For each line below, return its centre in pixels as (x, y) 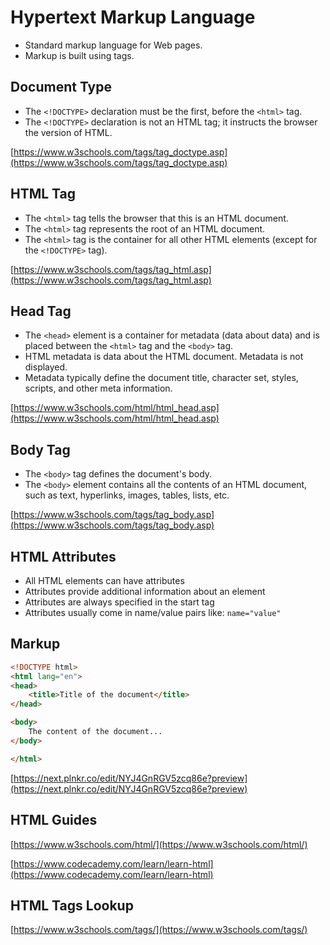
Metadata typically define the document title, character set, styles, (161, 378)
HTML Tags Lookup (72, 905)
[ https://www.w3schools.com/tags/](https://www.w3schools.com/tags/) (159, 930)
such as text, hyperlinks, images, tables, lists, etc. (127, 495)
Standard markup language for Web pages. (113, 45)
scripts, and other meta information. (98, 388)
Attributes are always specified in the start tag (119, 602)
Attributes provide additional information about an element (145, 591)
